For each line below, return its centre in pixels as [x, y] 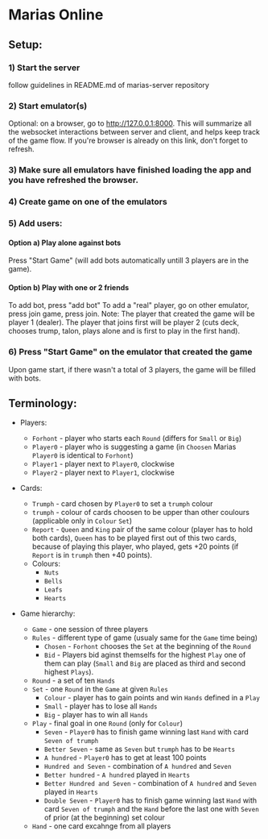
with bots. [25, 378]
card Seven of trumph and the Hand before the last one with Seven [151, 809]
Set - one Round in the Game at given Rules [100, 689]
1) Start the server [44, 68]
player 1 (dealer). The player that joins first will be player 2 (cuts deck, [124, 322]
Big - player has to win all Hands [96, 715]
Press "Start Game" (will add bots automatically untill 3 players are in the [129, 260]
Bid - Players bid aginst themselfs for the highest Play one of [145, 655]
